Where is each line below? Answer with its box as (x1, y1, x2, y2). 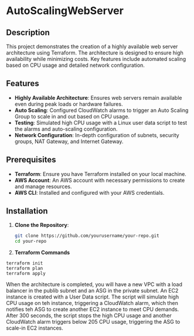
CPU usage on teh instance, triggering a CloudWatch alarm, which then (6, 300, 179, 307)
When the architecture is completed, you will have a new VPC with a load (6, 281, 183, 288)
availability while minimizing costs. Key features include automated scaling (6, 56, 186, 62)
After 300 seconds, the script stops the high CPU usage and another (6, 312, 172, 319)
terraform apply (6, 271, 46, 277)
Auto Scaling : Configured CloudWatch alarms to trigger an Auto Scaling (14, 107, 189, 114)
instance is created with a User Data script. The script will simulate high (6, 293, 179, 300)
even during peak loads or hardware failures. (14, 100, 123, 107)
